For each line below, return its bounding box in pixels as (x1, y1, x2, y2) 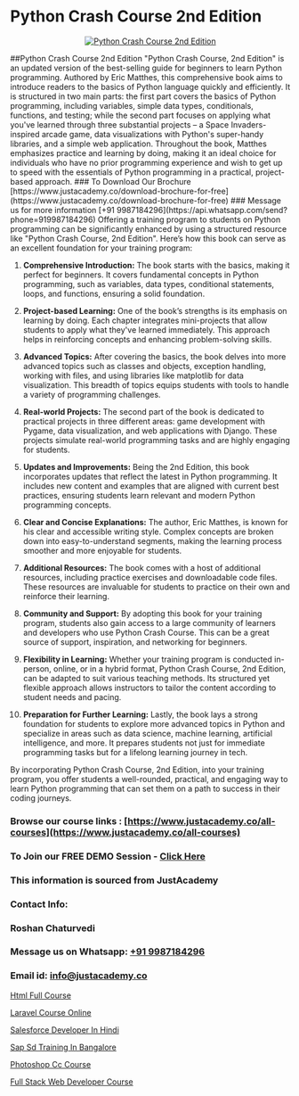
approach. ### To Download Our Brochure (35, 176, 191, 186)
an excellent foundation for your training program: (10, 243, 193, 253)
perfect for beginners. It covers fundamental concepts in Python (22, 269, 259, 280)
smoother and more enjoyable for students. (22, 545, 182, 556)
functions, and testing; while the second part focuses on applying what (10, 110, 271, 120)
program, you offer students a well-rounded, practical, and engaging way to (10, 773, 288, 784)
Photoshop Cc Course (10, 1059, 92, 1069)
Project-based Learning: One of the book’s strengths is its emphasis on (22, 305, 287, 316)
